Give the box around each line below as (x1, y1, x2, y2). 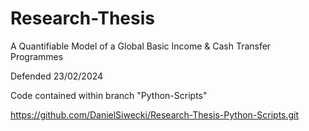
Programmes (10, 50, 64, 62)
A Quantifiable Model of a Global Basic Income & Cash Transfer (10, 40, 272, 52)
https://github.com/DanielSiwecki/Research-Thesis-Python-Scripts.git (10, 108, 300, 121)
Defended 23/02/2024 (10, 70, 104, 82)
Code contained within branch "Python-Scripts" (10, 89, 208, 101)
